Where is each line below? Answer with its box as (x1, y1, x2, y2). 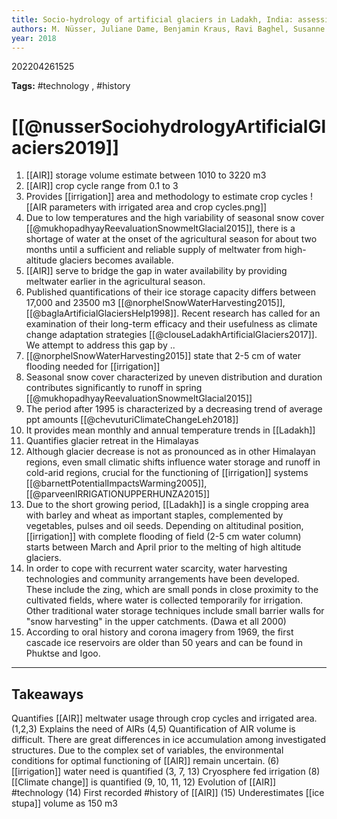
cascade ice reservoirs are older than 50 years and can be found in (25, 637, 304, 649)
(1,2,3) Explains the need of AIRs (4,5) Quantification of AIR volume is (11, 723, 296, 735)
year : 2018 (11, 33, 57, 43)
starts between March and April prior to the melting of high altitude (25, 541, 302, 553)
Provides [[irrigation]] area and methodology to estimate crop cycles (25, 191, 308, 203)
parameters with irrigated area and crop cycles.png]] (49, 201, 268, 213)
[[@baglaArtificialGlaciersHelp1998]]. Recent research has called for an (25, 307, 321, 320)
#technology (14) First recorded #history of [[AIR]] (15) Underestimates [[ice (11, 787, 325, 799)
